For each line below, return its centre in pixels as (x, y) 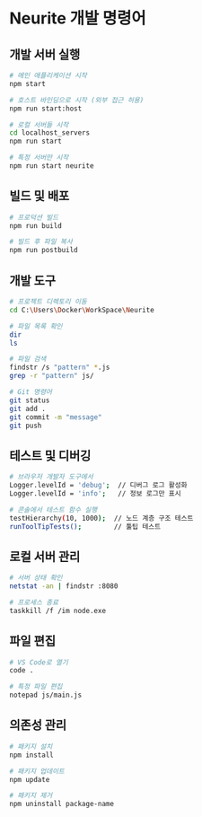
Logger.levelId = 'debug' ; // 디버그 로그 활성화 (98, 486)
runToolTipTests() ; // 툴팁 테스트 (85, 526)
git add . (28, 408)
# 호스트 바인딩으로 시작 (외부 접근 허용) (77, 100)
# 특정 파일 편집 (36, 687)
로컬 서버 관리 (45, 556)
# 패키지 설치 (31, 746)
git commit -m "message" (56, 417)
